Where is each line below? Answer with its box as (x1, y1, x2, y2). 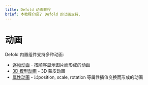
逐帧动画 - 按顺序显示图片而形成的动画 (12, 62, 90, 68)
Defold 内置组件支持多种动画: (5, 52, 64, 57)
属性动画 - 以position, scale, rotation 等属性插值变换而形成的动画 (12, 74, 143, 80)
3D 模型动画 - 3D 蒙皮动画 (12, 68, 65, 74)
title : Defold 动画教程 (5, 7, 51, 12)
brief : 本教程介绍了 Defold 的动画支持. (5, 12, 81, 17)
